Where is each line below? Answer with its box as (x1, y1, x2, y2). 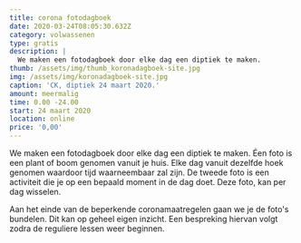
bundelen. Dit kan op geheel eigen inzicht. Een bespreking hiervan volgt (9, 214, 278, 224)
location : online (9, 114, 75, 123)
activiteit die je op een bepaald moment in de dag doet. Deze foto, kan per (9, 177, 286, 187)
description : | (9, 47, 67, 56)
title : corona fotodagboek (9, 13, 112, 23)
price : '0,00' (9, 123, 63, 132)
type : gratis (9, 38, 59, 48)
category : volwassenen (9, 30, 95, 39)
